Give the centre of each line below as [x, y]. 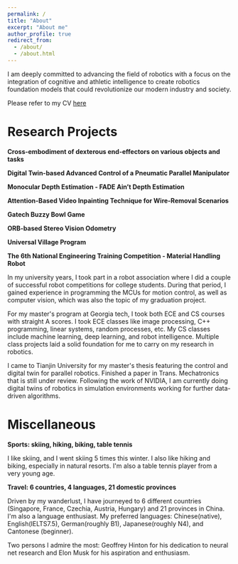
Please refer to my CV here [47, 103]
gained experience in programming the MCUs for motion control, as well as [117, 292]
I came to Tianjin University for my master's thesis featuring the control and [118, 365]
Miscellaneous [52, 424]
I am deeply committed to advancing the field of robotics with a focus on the [119, 74]
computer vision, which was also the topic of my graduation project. [107, 299]
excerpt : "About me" [38, 27]
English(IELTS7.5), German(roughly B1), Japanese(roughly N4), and [106, 523]
